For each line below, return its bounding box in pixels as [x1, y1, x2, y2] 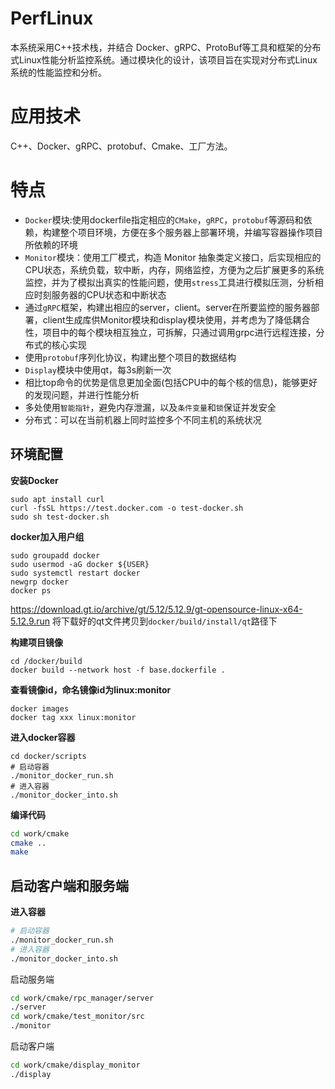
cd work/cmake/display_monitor [10, 1060, 141, 1071]
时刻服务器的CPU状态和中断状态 [33, 288, 167, 301]
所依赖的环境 [24, 238, 78, 251]
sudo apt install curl [10, 494, 105, 504]
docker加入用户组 [10, 530, 85, 542]
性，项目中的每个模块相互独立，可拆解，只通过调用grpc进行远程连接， [24, 326, 317, 338]
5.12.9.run [10, 615, 51, 627]
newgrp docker [10, 577, 70, 587]
